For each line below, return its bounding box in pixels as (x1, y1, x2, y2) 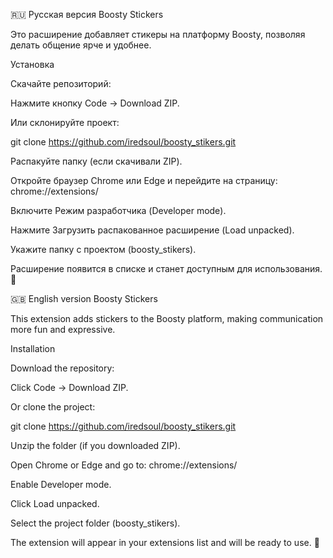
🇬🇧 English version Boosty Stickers (10, 293, 158, 304)
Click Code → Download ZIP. (10, 382, 129, 393)
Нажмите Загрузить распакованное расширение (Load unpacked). (10, 224, 295, 236)
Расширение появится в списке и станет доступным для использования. (10, 263, 323, 274)
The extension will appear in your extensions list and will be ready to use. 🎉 (10, 537, 320, 548)
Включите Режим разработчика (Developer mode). (10, 205, 227, 216)
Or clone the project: (10, 401, 96, 413)
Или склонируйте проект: (10, 117, 120, 128)
